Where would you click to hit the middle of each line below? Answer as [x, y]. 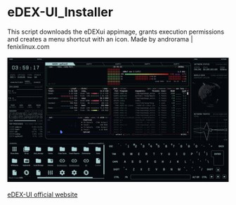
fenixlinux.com [28, 46]
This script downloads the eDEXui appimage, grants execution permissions [116, 32]
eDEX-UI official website [42, 194]
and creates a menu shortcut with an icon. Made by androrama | [100, 39]
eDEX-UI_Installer [60, 12]
